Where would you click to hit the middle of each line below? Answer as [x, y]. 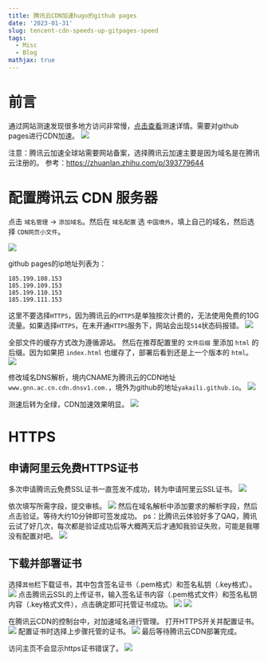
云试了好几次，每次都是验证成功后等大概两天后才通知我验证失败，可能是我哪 [134, 526]
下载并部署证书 [45, 564]
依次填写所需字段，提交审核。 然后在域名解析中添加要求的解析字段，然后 [133, 506]
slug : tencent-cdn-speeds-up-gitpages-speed [83, 30]
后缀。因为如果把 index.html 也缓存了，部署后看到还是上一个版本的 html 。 [131, 352]
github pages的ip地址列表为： [57, 263]
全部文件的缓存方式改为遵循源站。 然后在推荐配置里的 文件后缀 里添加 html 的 [134, 342]
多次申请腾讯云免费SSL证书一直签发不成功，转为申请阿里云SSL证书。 [122, 489]
